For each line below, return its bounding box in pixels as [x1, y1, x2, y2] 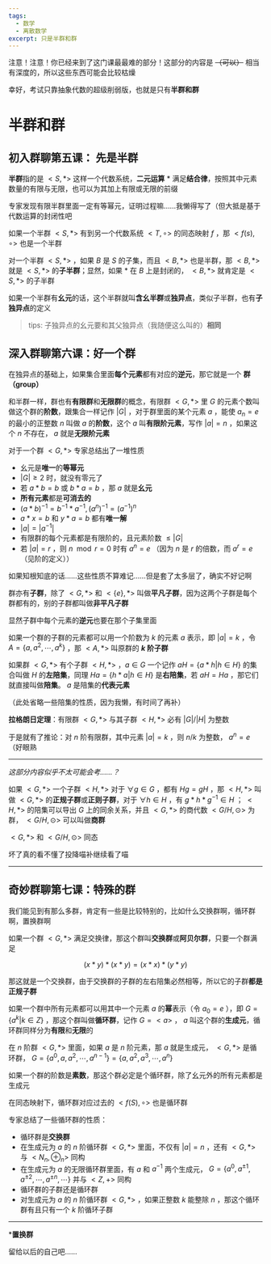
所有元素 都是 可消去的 [19, 492, 91, 502]
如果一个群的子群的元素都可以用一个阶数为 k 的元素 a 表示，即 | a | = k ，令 [8, 632, 256, 642]
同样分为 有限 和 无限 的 [22, 1025, 94, 1035]
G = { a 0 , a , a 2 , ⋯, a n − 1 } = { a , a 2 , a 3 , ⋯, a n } [31, 1052, 173, 1063]
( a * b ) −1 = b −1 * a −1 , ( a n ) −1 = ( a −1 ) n [19, 502, 137, 514]
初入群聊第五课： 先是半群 [8, 150, 139, 164]
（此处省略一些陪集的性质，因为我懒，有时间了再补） [8, 697, 186, 708]
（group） [8, 379, 44, 389]
